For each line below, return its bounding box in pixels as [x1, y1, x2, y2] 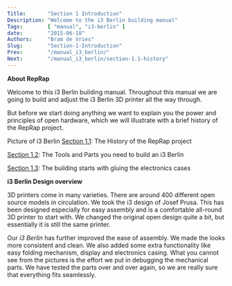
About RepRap [7, 74, 50, 83]
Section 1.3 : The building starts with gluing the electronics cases [7, 164, 191, 172]
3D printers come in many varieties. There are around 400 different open [7, 190, 215, 199]
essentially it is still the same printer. [7, 220, 111, 228]
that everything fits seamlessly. [7, 270, 96, 278]
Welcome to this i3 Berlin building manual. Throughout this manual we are [7, 87, 217, 96]
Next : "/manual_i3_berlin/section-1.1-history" [7, 56, 169, 62]
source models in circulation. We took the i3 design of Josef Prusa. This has [7, 198, 224, 206]
